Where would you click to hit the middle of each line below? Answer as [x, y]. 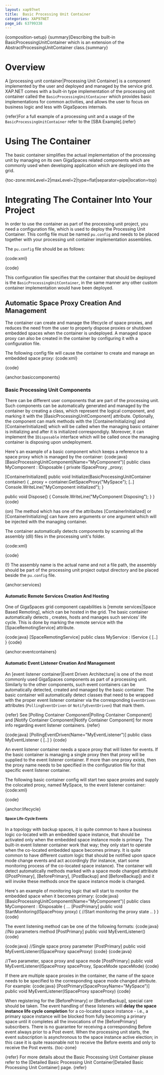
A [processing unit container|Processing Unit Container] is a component [78, 81]
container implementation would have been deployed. [59, 288]
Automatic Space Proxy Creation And [63, 303]
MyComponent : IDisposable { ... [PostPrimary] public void [64, 907]
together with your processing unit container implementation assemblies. [79, 239]
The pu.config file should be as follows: [45, 249]
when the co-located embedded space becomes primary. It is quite [73, 850]
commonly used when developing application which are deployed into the [80, 166]
